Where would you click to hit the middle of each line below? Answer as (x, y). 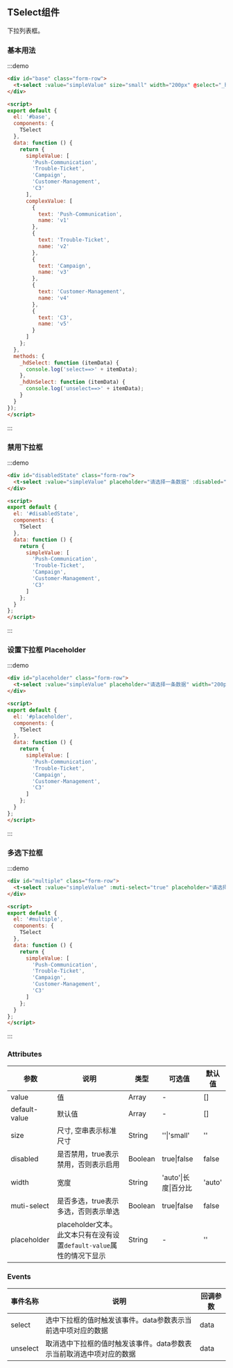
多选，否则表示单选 (88, 1211)
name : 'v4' (54, 298)
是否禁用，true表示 (88, 1154)
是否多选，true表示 (88, 1200)
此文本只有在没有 (85, 1234)
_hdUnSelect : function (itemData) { (73, 382)
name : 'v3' (54, 272)
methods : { (29, 356)
